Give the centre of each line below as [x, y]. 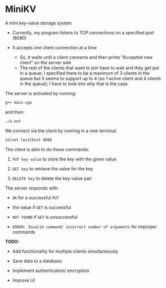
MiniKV [21, 9]
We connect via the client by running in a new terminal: [61, 131]
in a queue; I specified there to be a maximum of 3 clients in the [85, 73]
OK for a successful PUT [36, 197]
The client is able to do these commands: [47, 149]
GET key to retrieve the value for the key [53, 168]
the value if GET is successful [42, 207]
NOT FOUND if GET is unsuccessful [45, 217]
